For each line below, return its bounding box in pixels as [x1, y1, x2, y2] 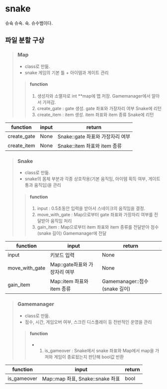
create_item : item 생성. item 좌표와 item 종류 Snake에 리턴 [37, 112, 154, 118]
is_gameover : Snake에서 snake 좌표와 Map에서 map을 [44, 347, 154, 354]
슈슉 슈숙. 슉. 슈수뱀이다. [5, 20, 53, 26]
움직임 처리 [50, 218, 72, 224]
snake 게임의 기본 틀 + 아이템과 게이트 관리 [24, 69, 109, 75]
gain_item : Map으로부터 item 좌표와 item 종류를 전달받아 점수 [37, 224, 159, 230]
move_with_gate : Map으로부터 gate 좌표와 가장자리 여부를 [37, 212, 153, 218]
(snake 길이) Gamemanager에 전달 [37, 230, 107, 237]
